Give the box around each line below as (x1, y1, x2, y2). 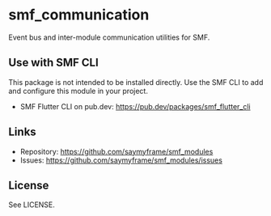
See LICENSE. (8, 200, 55, 210)
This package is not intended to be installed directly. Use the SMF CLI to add (8, 77, 264, 87)
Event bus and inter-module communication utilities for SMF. (8, 32, 210, 42)
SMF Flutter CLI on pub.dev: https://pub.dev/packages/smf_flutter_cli (19, 101, 251, 111)
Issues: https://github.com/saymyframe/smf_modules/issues (19, 155, 222, 165)
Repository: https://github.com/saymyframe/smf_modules (19, 146, 214, 156)
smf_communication (8, 6, 150, 24)
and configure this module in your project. (8, 86, 148, 95)
